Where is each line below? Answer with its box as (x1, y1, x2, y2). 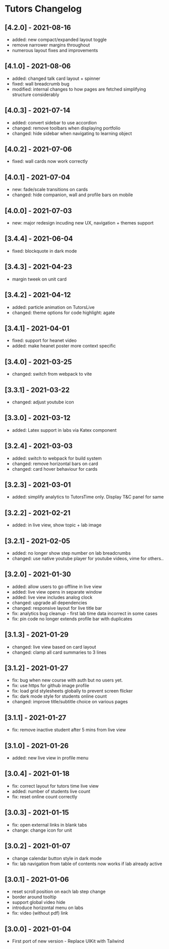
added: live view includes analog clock (12, 594, 93, 600)
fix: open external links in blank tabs (12, 822, 87, 828)
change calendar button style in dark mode (12, 855, 102, 861)
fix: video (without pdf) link (12, 910, 69, 916)
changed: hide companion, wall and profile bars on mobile (12, 192, 133, 198)
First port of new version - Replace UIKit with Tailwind (12, 938, 125, 944)
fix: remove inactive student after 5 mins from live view (12, 727, 127, 733)
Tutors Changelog (5, 3, 82, 15)
